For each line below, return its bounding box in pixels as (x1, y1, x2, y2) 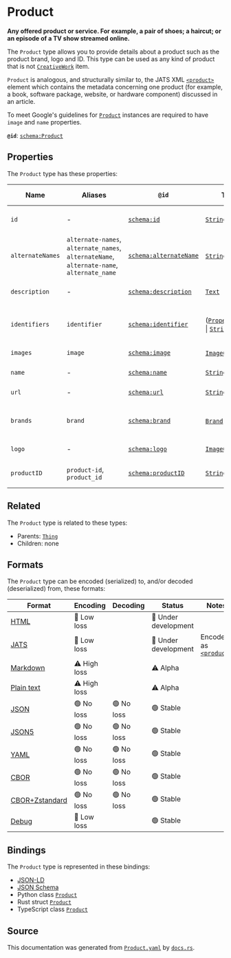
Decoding (112, 601, 145, 611)
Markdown (10, 663, 45, 673)
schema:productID (128, 469, 185, 477)
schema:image (128, 349, 170, 356)
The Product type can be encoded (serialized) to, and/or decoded (7, 577, 193, 585)
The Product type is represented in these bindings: (7, 862, 151, 871)
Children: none (16, 539, 60, 547)
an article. (7, 97, 36, 105)
